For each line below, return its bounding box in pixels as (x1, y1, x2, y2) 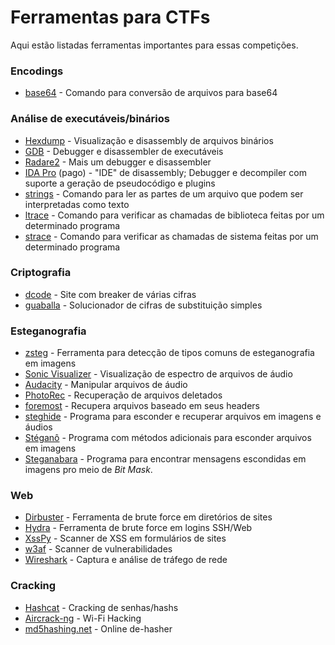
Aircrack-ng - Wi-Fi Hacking (24, 612, 142, 624)
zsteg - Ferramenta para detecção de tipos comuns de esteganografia (24, 347, 315, 359)
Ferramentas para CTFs (10, 6, 211, 29)
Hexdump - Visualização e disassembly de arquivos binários (24, 134, 274, 146)
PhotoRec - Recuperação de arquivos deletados (24, 389, 223, 401)
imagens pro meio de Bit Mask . (24, 464, 153, 476)
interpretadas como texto (24, 198, 130, 210)
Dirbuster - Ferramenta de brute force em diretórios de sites (24, 511, 273, 523)
